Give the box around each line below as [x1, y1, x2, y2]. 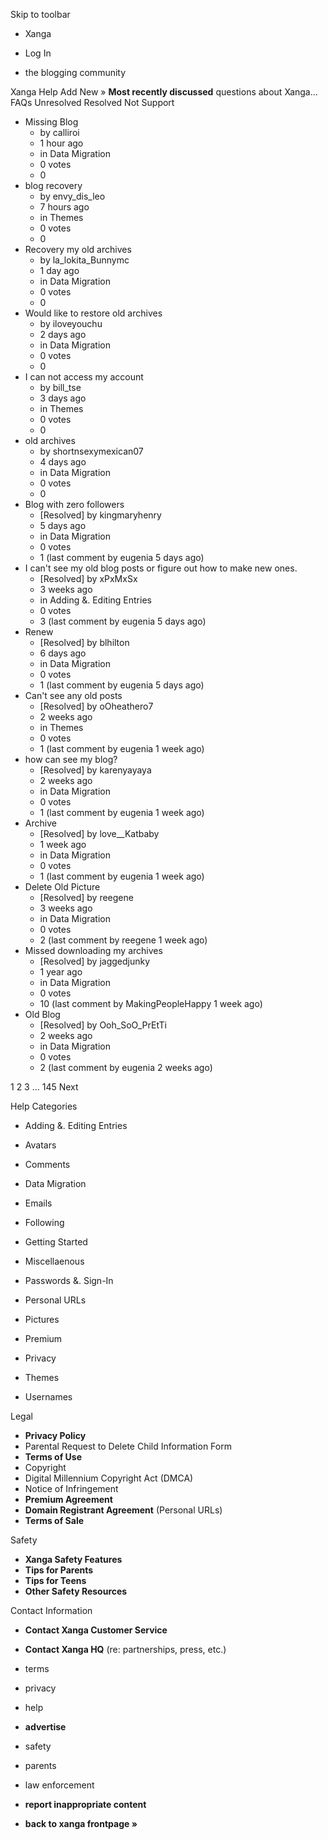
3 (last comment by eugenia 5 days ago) [39, 615, 207, 627]
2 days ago [39, 329, 87, 340]
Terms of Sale [24, 1515, 85, 1526]
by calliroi [39, 127, 80, 138]
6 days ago [39, 647, 87, 659]
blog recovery [24, 180, 83, 191]
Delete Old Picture [24, 881, 101, 893]
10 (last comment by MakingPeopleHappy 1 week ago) [39, 998, 263, 1009]
